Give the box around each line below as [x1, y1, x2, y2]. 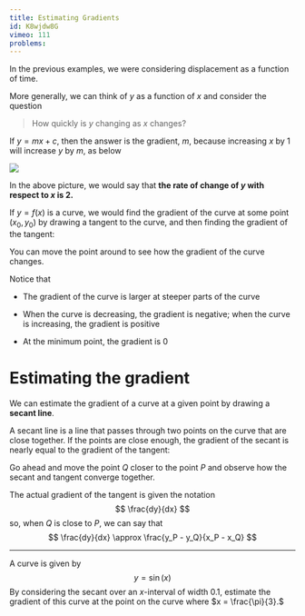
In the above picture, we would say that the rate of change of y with [9, 180, 265, 191]
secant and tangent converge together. [9, 472, 156, 482]
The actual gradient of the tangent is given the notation [9, 489, 216, 500]
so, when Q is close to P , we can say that [9, 517, 163, 528]
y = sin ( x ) [133, 571, 172, 582]
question [9, 101, 43, 112]
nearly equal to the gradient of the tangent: [9, 444, 171, 455]
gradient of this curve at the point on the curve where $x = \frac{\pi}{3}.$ [9, 596, 284, 607]
